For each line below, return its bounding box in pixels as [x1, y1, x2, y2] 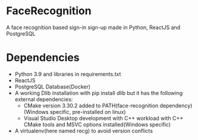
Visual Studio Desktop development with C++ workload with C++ [23, 114, 183, 122]
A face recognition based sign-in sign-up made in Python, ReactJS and [6, 24, 181, 31]
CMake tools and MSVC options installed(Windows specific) [23, 120, 171, 128]
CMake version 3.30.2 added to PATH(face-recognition [23, 102, 159, 109]
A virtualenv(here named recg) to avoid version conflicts [14, 127, 153, 134]
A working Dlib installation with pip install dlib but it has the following [14, 89, 183, 96]
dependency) [159, 102, 193, 109]
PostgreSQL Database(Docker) [14, 83, 91, 90]
